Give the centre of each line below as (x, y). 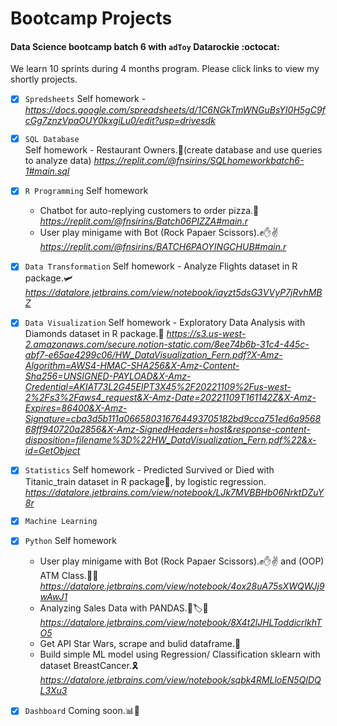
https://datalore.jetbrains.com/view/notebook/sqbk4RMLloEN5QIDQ (180, 680)
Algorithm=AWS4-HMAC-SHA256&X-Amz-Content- (132, 366)
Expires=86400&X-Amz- (76, 408)
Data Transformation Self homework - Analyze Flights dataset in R (161, 266)
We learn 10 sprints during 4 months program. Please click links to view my (165, 69)
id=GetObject (52, 451)
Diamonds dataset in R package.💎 (94, 334)
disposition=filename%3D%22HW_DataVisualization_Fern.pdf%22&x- (170, 440)
